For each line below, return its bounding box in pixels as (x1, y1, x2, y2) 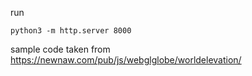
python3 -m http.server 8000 (10, 26, 132, 36)
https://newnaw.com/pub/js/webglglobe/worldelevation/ (10, 54, 242, 66)
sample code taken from (10, 43, 111, 55)
